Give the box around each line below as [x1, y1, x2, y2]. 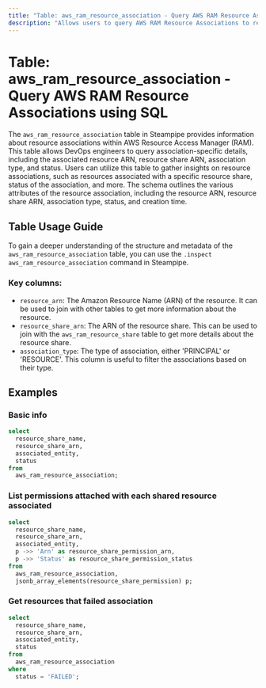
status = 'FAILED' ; [15, 672, 80, 681]
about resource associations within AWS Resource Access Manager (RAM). [8, 138, 255, 147]
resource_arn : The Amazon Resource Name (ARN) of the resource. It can [19, 295, 257, 305]
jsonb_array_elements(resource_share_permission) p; [15, 577, 193, 585]
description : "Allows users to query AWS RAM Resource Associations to [8, 19, 249, 27]
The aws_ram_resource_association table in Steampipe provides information [8, 130, 255, 139]
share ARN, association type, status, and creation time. [8, 197, 188, 207]
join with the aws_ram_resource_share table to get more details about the [19, 329, 254, 339]
